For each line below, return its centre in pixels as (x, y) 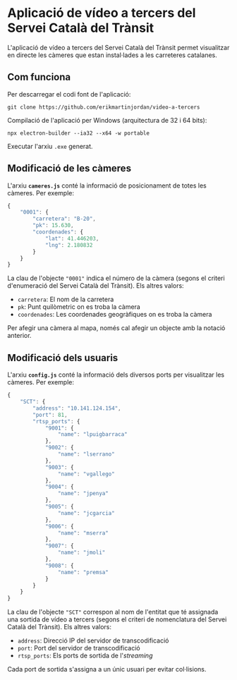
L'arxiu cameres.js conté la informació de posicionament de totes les (107, 186)
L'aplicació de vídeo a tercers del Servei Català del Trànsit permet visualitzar (119, 47)
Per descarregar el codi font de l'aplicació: (69, 94)
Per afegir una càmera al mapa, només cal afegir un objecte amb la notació (116, 328)
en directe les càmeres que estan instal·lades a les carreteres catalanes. (112, 55)
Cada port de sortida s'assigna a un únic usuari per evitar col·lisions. (107, 669)
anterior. (19, 336)
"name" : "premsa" (83, 572)
